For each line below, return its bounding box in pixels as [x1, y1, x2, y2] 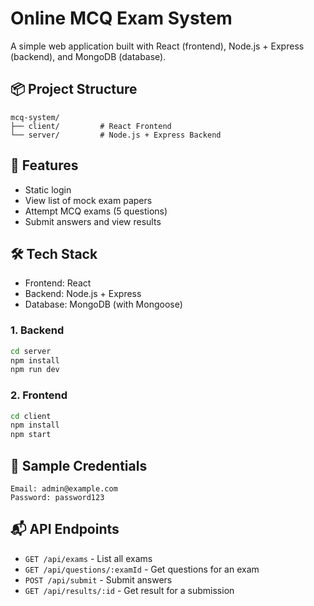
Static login [24, 183, 72, 196]
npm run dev [10, 365, 60, 375]
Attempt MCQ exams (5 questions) [24, 205, 168, 217]
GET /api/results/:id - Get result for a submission [24, 584, 235, 596]
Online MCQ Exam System [10, 7, 233, 30]
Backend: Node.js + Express [24, 288, 142, 300]
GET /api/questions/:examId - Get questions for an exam [24, 563, 260, 575]
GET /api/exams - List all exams [24, 552, 153, 564]
